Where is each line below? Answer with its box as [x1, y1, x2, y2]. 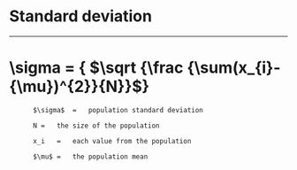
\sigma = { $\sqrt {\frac [9, 58, 184, 78]
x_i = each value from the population [32, 136, 192, 145]
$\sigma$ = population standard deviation [32, 105, 203, 114]
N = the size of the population [32, 121, 161, 130]
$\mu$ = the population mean [32, 152, 148, 161]
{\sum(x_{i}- [187, 58, 281, 78]
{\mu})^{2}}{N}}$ [9, 77, 143, 97]
